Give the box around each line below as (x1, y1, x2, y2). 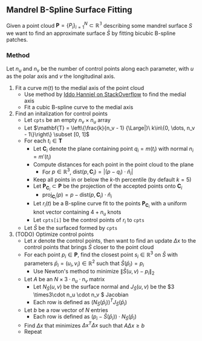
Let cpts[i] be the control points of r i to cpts (33, 217, 145, 225)
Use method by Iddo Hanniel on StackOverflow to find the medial (24, 91, 186, 98)
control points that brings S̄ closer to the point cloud (24, 243, 154, 250)
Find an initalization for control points (15, 110, 108, 117)
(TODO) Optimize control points (15, 231, 94, 238)
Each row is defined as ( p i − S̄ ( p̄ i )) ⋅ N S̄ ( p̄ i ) (33, 313, 137, 322)
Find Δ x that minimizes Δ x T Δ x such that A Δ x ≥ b (24, 320, 145, 329)
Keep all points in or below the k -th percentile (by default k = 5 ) (33, 176, 192, 183)
